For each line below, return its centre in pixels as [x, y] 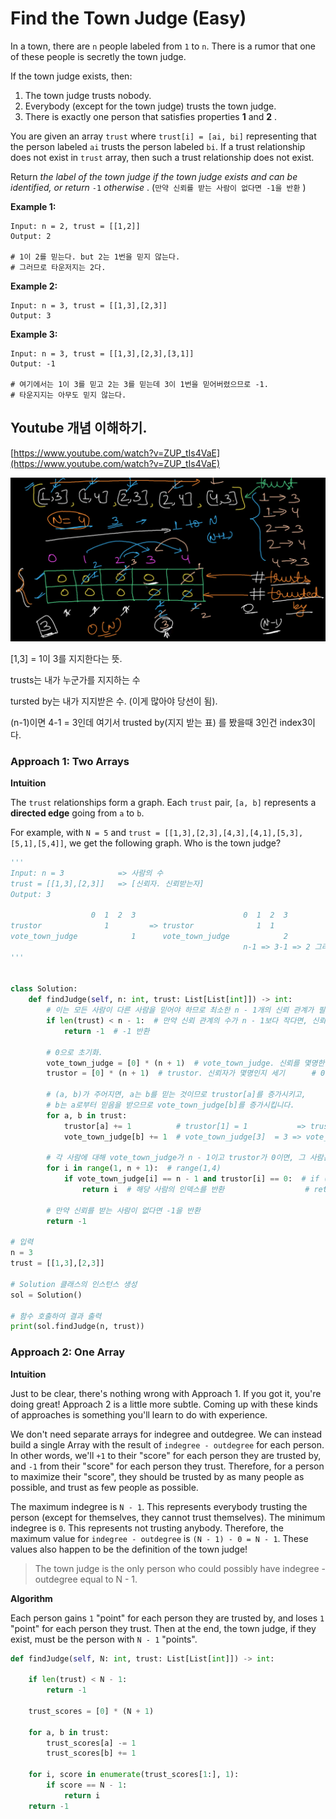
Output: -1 [33, 363]
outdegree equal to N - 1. [86, 1579]
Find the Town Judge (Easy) [128, 18]
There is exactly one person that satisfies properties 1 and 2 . [151, 116]
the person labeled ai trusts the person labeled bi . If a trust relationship [158, 146]
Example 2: [34, 286]
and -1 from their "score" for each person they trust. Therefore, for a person [167, 1466]
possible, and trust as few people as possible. [104, 1487]
